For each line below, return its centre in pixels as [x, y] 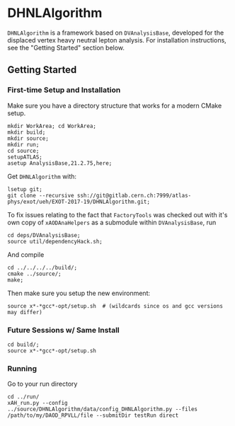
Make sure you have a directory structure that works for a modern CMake [115, 105]
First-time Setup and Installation [64, 90]
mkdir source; [28, 138]
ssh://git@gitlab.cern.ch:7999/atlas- [134, 195]
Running [22, 368]
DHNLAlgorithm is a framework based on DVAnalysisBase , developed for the [116, 33]
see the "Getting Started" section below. [66, 47]
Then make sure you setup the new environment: [79, 293]
